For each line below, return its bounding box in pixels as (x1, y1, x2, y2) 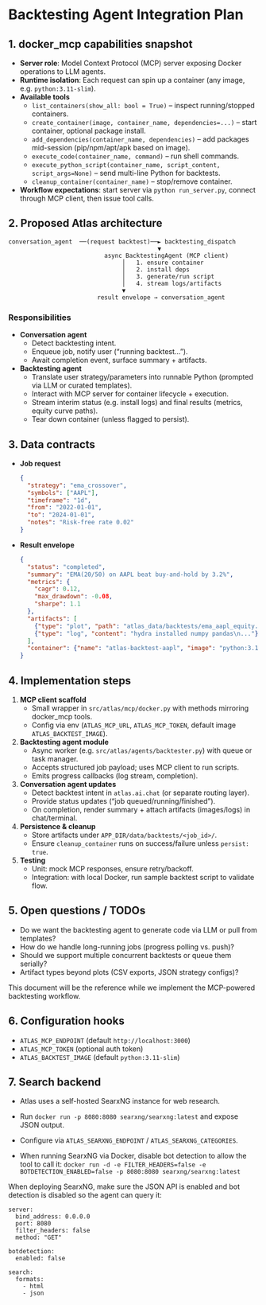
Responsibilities (8, 312, 71, 323)
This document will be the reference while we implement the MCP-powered (8, 983, 256, 992)
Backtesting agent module (19, 737, 110, 746)
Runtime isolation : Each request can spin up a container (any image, (19, 76, 245, 84)
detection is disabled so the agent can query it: (8, 1190, 163, 1200)
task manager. (31, 754, 79, 763)
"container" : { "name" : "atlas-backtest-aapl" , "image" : (27, 645, 216, 652)
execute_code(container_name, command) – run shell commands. (31, 151, 240, 161)
